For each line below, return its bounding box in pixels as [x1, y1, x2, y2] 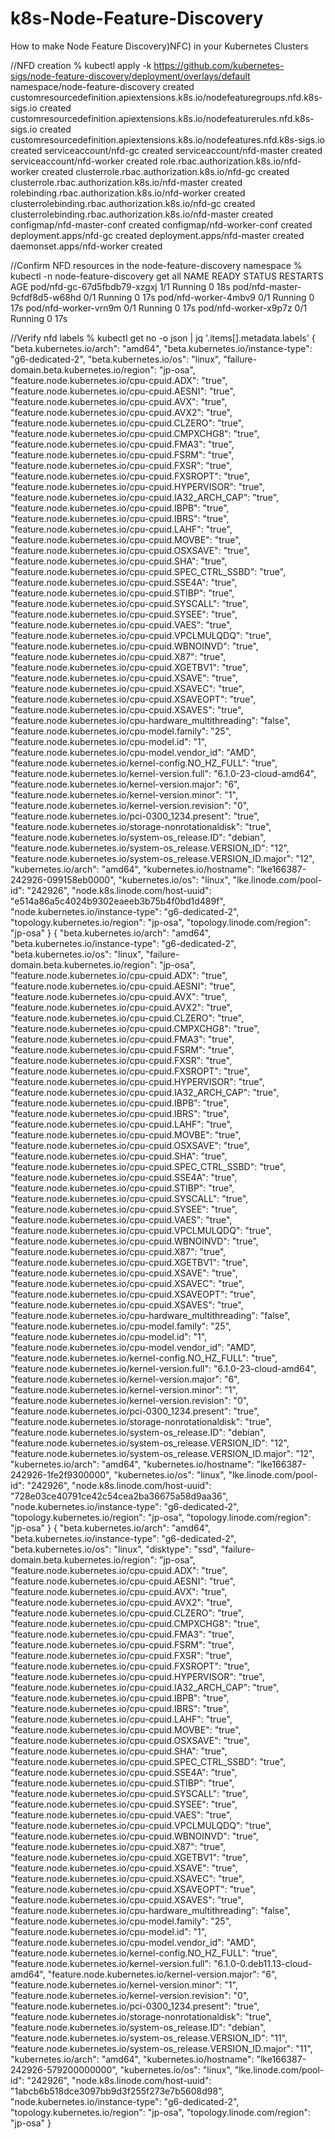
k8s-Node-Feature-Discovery [10, 7, 264, 30]
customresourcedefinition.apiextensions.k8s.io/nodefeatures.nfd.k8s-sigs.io [10, 133, 326, 146]
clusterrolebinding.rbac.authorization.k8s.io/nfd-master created [10, 208, 274, 220]
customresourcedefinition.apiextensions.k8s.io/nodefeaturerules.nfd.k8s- [10, 112, 315, 124]
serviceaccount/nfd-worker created [10, 155, 158, 167]
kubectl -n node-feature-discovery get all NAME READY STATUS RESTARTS [10, 270, 324, 282]
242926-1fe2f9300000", [10, 1468, 112, 1481]
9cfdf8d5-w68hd [10, 291, 82, 303]
